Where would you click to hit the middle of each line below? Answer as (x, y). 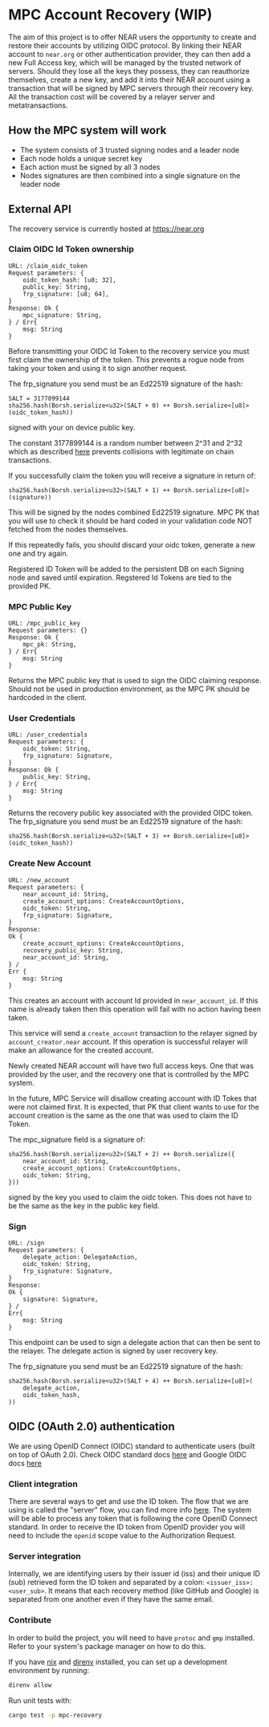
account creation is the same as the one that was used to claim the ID (123, 1115)
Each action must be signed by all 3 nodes (90, 167)
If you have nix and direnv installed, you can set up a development (118, 1662)
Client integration (43, 1484)
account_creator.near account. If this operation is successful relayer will (128, 1041)
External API (40, 209)
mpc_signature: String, (63, 315)
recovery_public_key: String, (73, 950)
